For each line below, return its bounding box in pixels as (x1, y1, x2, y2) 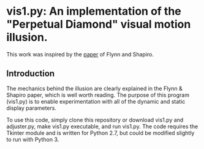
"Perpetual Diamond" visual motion (6, 17, 191, 31)
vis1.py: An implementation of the (6, 4, 182, 18)
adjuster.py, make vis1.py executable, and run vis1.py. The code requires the (6, 123, 198, 130)
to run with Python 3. (6, 136, 59, 143)
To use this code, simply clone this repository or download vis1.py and (6, 116, 184, 123)
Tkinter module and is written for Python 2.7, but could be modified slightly (6, 129, 195, 136)
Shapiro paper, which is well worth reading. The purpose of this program (6, 91, 190, 99)
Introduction (6, 69, 55, 79)
